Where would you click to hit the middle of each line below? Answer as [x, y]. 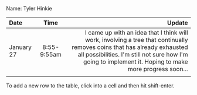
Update [177, 23]
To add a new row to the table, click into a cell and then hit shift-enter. [90, 86]
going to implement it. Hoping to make [135, 62]
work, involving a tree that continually [136, 40]
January [21, 47]
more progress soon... [158, 69]
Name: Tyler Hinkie [29, 8]
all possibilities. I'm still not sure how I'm [133, 54]
